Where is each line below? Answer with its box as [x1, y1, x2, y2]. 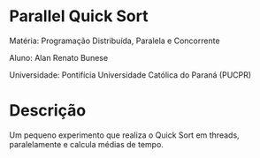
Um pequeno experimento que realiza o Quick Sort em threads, [9, 130, 241, 140]
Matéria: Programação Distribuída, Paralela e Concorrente [9, 35, 220, 46]
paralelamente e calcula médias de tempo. [9, 139, 164, 149]
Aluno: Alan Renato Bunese [9, 52, 109, 63]
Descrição [9, 101, 87, 121]
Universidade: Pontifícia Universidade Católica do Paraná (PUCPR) [9, 69, 252, 80]
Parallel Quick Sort [9, 6, 149, 26]
